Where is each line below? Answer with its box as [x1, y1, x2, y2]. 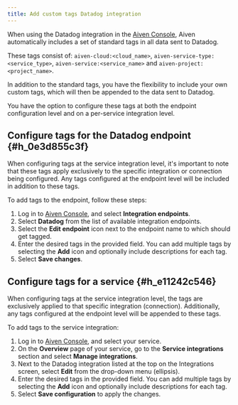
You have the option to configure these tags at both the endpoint [7, 101, 197, 110]
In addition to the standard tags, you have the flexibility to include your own [7, 80, 228, 89]
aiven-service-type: [153, 53, 215, 60]
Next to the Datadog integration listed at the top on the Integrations [17, 360, 215, 368]
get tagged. [17, 232, 52, 241]
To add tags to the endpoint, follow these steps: [7, 196, 147, 205]
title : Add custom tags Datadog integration [7, 10, 141, 18]
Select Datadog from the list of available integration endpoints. [17, 217, 202, 226]
